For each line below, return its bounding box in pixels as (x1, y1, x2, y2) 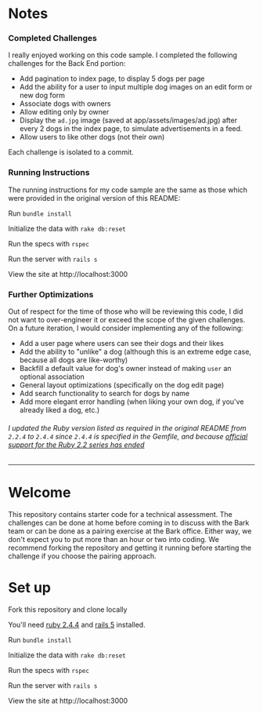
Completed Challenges (8, 33, 98, 44)
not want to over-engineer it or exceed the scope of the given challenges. (8, 315, 246, 325)
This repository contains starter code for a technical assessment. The (8, 510, 232, 519)
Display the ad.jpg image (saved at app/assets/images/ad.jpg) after (19, 115, 237, 126)
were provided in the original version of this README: (8, 193, 181, 202)
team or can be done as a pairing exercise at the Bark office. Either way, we (8, 526, 252, 536)
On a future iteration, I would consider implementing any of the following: (8, 323, 244, 333)
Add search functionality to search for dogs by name (19, 389, 190, 398)
